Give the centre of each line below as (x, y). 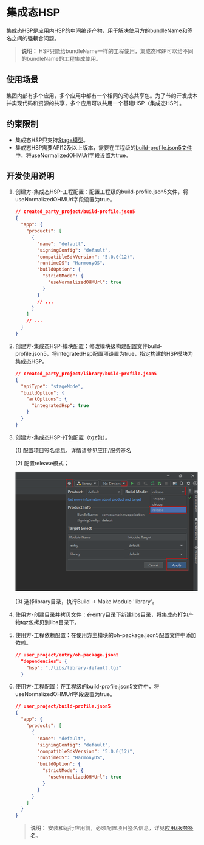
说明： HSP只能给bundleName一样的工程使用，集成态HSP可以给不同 (107, 51)
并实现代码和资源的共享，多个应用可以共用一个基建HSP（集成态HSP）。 (96, 103)
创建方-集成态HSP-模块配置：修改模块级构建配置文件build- (89, 346)
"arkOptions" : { (47, 399)
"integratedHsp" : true (60, 406)
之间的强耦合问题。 (35, 38)
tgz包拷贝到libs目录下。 (50, 622)
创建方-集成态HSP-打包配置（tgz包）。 (63, 437)
